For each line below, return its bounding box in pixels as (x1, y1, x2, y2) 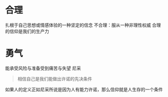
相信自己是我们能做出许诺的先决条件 (17, 75, 92, 81)
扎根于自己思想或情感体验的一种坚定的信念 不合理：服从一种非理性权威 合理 (5, 22, 161, 28)
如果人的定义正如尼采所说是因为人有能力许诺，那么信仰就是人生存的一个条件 (5, 86, 163, 92)
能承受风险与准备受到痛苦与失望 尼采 (5, 65, 81, 71)
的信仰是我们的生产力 (5, 28, 49, 34)
